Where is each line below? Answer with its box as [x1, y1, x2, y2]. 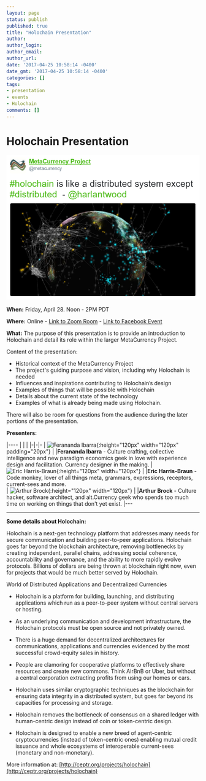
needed [15, 372, 35, 380]
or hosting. [15, 605, 43, 613]
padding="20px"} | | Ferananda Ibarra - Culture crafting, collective [6, 447, 174, 455]
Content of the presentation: [6, 348, 78, 355]
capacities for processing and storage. [15, 699, 113, 706]
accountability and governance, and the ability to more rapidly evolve [6, 555, 181, 563]
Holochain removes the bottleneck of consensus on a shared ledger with [15, 710, 199, 718]
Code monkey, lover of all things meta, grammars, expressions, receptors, [6, 474, 193, 481]
